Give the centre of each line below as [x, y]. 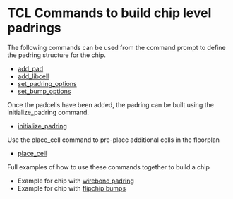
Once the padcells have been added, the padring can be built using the [110, 104]
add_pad [30, 68]
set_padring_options [47, 83]
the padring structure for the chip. [56, 55]
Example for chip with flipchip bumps [72, 188]
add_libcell [33, 76]
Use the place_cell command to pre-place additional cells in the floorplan [114, 140]
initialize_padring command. [48, 112]
